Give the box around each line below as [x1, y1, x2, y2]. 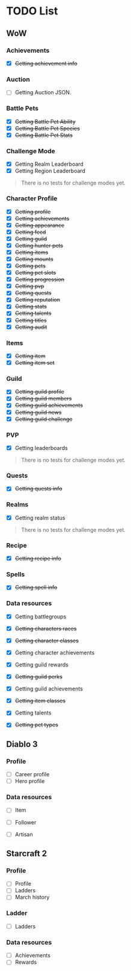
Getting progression [14, 276, 65, 283]
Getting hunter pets [14, 242, 63, 249]
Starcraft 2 [6, 848, 47, 859]
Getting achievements [14, 215, 70, 222]
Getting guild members [14, 395, 72, 402]
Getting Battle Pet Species [14, 124, 80, 132]
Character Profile [6, 194, 58, 202]
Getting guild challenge [14, 415, 73, 422]
